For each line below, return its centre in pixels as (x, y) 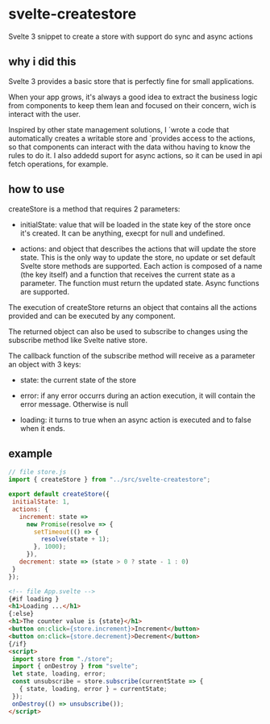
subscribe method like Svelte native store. (78, 340)
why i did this (42, 62)
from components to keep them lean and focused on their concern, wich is (132, 105)
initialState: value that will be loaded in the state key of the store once (135, 224)
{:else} (21, 614)
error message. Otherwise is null (74, 404)
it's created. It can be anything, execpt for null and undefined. (123, 233)
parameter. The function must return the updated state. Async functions (139, 282)
